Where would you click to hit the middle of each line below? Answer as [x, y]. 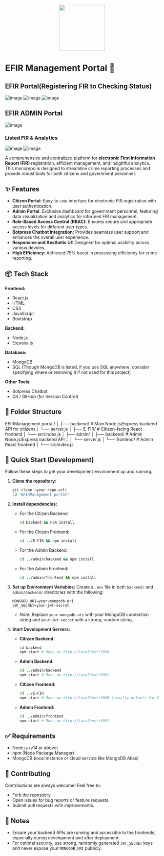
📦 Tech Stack [27, 274]
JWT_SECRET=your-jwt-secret [41, 605]
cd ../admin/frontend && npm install [58, 577]
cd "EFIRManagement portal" [41, 495]
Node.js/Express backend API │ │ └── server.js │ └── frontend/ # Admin [79, 439]
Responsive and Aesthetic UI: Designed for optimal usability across [81, 242]
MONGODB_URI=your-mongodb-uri [43, 601]
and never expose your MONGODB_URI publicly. [57, 848]
